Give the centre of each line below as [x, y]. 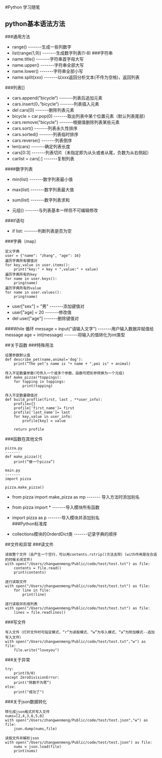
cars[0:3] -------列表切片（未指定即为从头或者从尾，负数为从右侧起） [81, 153]
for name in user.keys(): [31, 278]
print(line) [35, 594]
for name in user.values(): [33, 292]
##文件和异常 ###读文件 [29, 544]
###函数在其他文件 [24, 439]
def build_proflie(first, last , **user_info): [54, 399]
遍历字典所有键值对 [21, 261]
